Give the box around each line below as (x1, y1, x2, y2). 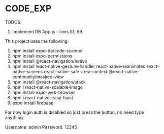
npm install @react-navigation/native (12, 58, 87, 64)
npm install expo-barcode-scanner (12, 48, 83, 54)
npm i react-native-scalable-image (12, 84, 83, 90)
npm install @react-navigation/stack (12, 79, 86, 85)
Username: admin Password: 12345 (5, 124, 77, 130)
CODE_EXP (5, 3, 52, 14)
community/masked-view (12, 74, 64, 80)
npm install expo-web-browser (12, 89, 75, 95)
